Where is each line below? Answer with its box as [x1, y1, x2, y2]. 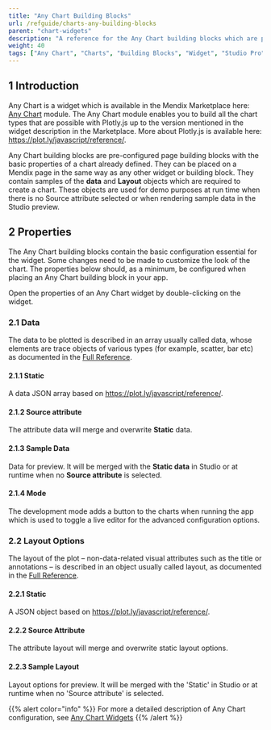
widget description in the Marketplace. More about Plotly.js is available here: [8, 126, 262, 136]
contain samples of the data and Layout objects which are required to [8, 176, 241, 186]
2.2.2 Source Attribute [8, 625, 85, 635]
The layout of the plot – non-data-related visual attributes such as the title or [8, 553, 262, 563]
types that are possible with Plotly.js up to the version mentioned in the [8, 118, 244, 127]
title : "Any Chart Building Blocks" [8, 11, 131, 20]
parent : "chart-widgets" [8, 27, 92, 35]
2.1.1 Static [8, 370, 44, 380]
